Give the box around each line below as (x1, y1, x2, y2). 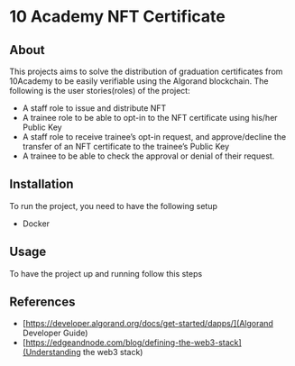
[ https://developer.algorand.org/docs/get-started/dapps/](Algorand (22, 318, 273, 329)
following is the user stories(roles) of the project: (9, 86, 191, 96)
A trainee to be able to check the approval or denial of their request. (22, 151, 275, 161)
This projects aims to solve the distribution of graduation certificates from (9, 66, 283, 77)
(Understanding (22, 347, 81, 358)
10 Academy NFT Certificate (9, 6, 226, 27)
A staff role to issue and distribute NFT (22, 103, 167, 114)
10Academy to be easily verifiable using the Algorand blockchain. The (9, 76, 269, 87)
